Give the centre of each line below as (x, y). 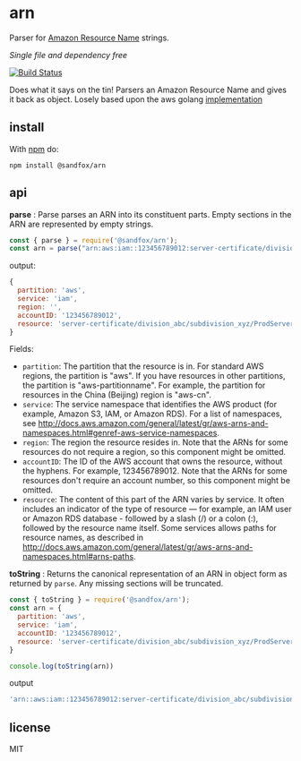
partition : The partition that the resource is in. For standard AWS (143, 366)
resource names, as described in (83, 538)
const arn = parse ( (46, 249)
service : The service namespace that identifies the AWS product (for (150, 405)
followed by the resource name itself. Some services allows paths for (150, 528)
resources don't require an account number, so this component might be (156, 481)
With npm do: (34, 149)
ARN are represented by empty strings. (82, 224)
